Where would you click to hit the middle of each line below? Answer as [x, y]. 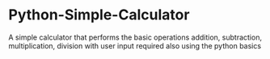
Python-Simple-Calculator [99, 15]
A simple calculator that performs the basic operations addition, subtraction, [135, 37]
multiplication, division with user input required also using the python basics [135, 45]
